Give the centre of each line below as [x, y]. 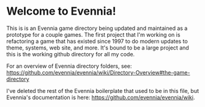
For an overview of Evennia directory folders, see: [69, 66]
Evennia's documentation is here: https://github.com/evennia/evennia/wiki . [101, 97]
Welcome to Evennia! [61, 11]
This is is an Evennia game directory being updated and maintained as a [97, 28]
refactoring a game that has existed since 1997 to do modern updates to [97, 41]
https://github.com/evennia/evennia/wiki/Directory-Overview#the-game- [98, 72]
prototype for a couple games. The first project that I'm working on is [93, 34]
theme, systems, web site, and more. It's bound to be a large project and [98, 48]
